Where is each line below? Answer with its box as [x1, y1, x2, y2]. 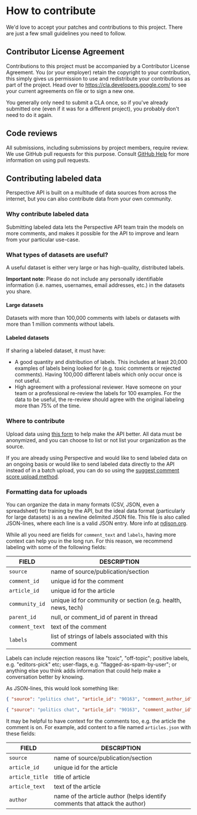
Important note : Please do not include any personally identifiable [6, 275, 164, 282]
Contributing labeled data [6, 173, 101, 183]
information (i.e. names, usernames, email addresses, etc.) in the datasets [6, 281, 185, 289]
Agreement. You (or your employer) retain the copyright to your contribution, [6, 69, 191, 76]
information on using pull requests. [6, 156, 90, 163]
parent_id [9, 613, 36, 620]
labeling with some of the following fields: [6, 543, 107, 550]
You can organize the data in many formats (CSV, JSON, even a [6, 501, 159, 508]
